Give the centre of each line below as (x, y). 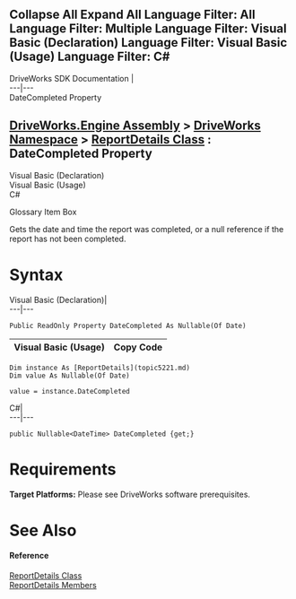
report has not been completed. (68, 239)
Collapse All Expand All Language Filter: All (132, 15)
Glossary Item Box (43, 212)
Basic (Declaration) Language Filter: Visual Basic (148, 43)
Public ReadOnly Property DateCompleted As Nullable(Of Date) (128, 326)
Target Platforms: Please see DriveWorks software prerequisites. (130, 494)
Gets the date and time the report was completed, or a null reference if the (147, 229)
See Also (43, 530)
